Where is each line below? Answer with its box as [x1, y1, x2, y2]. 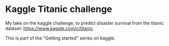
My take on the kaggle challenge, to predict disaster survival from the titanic [5, 20, 164, 26]
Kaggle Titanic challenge [5, 3, 112, 15]
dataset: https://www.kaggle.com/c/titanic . [5, 25, 95, 31]
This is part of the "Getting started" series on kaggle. [5, 35, 116, 41]
